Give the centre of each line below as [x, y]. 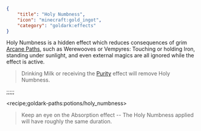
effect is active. [26, 62]
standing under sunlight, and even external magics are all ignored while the [100, 56]
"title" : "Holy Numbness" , [51, 14]
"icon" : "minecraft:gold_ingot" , [60, 20]
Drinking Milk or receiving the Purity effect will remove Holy [96, 74]
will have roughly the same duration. [66, 121]
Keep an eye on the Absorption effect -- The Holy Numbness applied [107, 115]
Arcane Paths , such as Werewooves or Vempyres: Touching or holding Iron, [101, 49]
